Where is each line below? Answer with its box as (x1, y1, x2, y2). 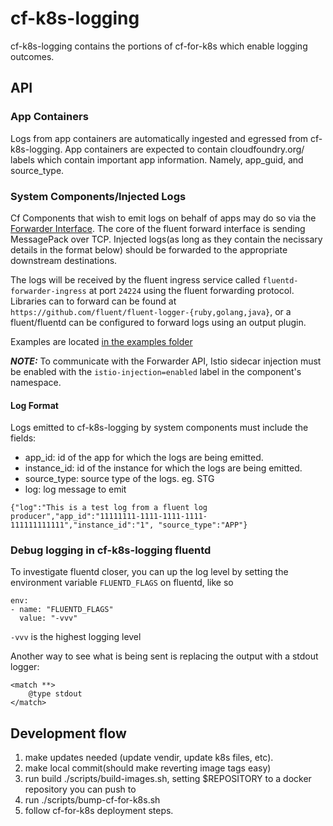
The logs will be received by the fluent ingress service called (10, 273, 261, 286)
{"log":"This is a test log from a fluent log (10, 503, 208, 513)
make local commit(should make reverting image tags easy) (24, 762, 272, 774)
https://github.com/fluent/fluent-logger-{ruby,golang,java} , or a (10, 305, 292, 317)
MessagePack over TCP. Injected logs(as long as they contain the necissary (10, 233, 323, 245)
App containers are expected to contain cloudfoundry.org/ (64, 143, 305, 155)
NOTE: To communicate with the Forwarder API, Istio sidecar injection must (10, 355, 322, 367)
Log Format (10, 399, 59, 411)
